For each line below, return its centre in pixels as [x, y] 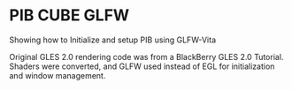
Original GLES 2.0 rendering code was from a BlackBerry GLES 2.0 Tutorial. [146, 56]
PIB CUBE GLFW [69, 15]
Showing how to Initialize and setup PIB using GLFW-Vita [113, 40]
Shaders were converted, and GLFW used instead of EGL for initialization [142, 66]
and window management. [58, 75]
